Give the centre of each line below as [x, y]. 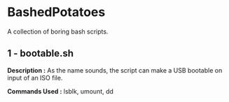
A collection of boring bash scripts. [58, 31]
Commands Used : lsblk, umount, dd [61, 91]
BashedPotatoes [56, 12]
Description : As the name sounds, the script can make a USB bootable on [115, 70]
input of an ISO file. [35, 78]
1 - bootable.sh [41, 53]
